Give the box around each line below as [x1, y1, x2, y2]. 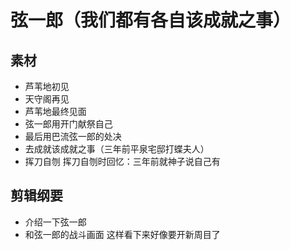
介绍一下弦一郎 [24, 216, 87, 228]
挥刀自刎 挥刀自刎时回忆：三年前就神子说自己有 [24, 156, 221, 167]
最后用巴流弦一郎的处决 [24, 131, 122, 142]
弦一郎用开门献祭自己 [24, 118, 113, 130]
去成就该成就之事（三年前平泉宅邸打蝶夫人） [24, 143, 210, 155]
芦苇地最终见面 [24, 106, 87, 117]
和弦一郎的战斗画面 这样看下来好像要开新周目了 [24, 228, 221, 240]
